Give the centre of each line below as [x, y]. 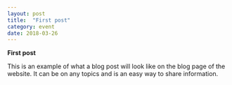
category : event [31, 26]
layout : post [26, 14]
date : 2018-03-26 [33, 33]
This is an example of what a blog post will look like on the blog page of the [116, 66]
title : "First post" [39, 20]
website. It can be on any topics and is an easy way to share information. [113, 74]
